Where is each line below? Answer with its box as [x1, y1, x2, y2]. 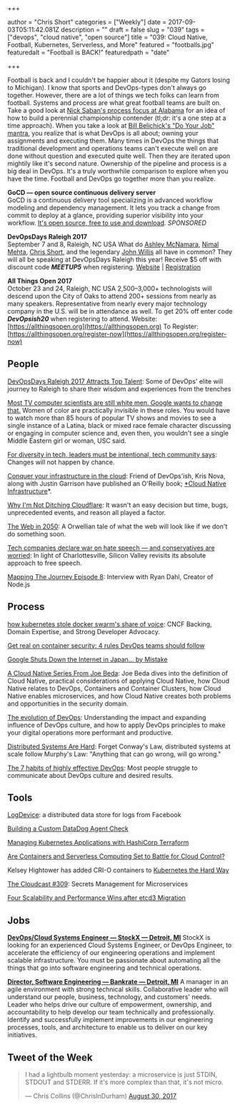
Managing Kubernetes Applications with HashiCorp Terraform [7, 838, 189, 847]
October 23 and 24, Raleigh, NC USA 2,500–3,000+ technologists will [7, 284, 212, 293]
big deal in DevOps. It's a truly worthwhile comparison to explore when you [7, 167, 229, 175]
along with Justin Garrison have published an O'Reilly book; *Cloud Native [7, 479, 226, 488]
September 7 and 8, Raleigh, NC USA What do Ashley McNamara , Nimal [7, 240, 219, 249]
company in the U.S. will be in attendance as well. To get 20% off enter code [7, 307, 233, 315]
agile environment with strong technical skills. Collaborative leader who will [7, 985, 229, 993]
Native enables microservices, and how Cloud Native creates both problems [7, 691, 231, 700]
